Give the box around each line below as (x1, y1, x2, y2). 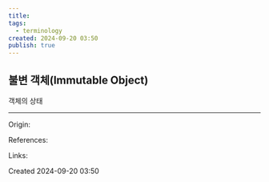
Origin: (8, 119, 30, 129)
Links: (8, 150, 28, 160)
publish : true (8, 42, 56, 50)
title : (8, 11, 30, 20)
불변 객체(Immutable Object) (8, 73, 149, 87)
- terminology (15, 26, 62, 34)
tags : (8, 19, 26, 27)
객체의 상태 (8, 95, 43, 105)
